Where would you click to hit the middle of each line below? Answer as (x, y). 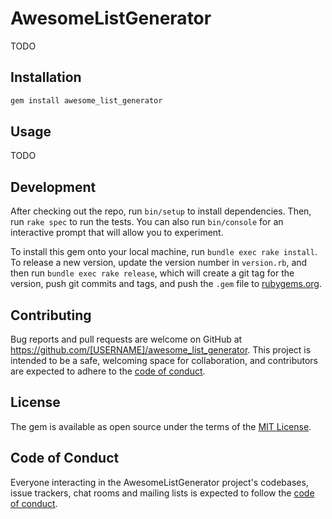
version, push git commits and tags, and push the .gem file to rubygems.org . (166, 284)
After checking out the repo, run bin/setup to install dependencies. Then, (161, 211)
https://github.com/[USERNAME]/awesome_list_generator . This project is (161, 350)
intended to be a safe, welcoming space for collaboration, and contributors (164, 361)
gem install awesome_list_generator (86, 100)
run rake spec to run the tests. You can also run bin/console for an (147, 222)
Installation (46, 77)
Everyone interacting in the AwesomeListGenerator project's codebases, (159, 482)
